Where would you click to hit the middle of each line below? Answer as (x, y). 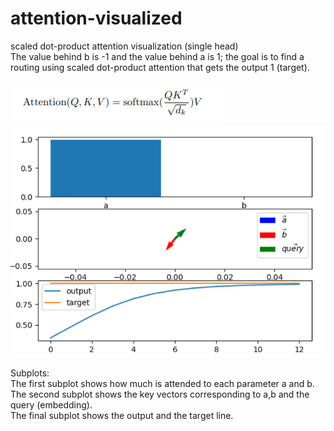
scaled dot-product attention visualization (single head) (124, 46)
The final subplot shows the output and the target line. (122, 416)
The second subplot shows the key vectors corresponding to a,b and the (160, 394)
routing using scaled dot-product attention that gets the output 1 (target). (160, 67)
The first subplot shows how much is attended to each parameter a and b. (162, 384)
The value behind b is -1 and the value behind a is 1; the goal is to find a (157, 56)
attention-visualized (96, 18)
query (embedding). (51, 405)
